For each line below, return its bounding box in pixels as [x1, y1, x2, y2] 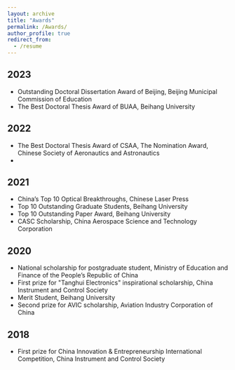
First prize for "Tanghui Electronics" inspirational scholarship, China [17, 278, 213, 287]
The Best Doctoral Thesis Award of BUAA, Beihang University [17, 102, 195, 111]
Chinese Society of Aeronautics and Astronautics [17, 149, 160, 157]
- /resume [13, 43, 42, 50]
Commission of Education [17, 95, 93, 103]
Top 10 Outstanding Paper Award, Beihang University [17, 210, 171, 218]
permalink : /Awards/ [7, 23, 68, 30]
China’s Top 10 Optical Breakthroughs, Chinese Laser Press [17, 195, 189, 203]
